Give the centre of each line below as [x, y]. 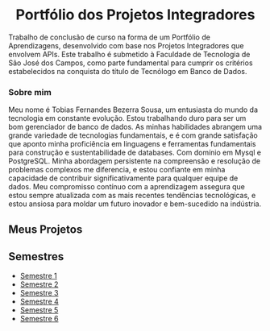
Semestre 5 [39, 310]
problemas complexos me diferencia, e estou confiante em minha [117, 170]
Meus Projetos [46, 229]
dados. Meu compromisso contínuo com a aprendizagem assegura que [127, 187]
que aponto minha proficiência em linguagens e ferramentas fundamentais [132, 144]
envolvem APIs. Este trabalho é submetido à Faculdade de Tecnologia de [129, 54]
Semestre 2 [39, 284]
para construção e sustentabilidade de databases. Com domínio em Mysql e [135, 153]
